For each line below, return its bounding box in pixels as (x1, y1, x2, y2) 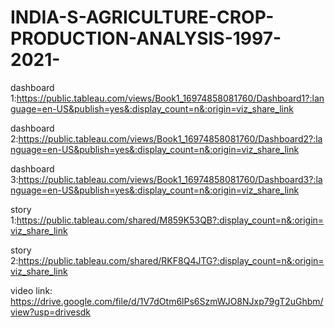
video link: (10, 284, 53, 296)
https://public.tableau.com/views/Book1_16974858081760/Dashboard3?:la (18, 173, 323, 185)
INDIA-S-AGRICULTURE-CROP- (10, 6, 275, 29)
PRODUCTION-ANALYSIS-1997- (10, 27, 282, 50)
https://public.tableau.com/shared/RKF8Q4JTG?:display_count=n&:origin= (18, 254, 325, 266)
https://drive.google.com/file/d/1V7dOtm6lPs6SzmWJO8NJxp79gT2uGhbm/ (10, 295, 324, 307)
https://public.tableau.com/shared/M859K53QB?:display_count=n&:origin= (16, 214, 325, 226)
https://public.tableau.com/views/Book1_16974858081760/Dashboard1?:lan (16, 92, 325, 104)
